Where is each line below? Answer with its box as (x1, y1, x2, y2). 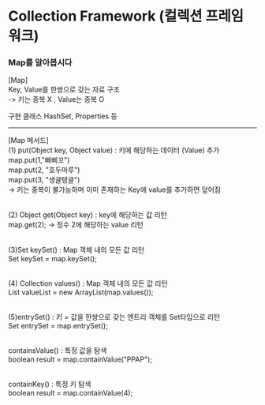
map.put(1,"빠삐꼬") (8, 156, 70, 165)
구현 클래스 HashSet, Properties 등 (8, 111, 118, 121)
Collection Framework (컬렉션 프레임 (8, 7, 244, 25)
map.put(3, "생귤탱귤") (8, 175, 80, 185)
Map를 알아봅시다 (8, 57, 73, 68)
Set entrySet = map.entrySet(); (8, 321, 109, 331)
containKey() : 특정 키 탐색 (8, 380, 91, 389)
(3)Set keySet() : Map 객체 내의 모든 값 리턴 (8, 246, 145, 255)
